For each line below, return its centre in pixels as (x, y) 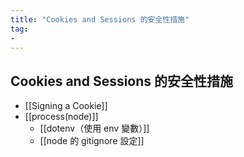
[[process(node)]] (61, 117)
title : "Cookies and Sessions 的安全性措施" (100, 19)
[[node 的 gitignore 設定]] (92, 141)
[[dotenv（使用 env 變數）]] (94, 128)
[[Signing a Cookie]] (66, 106)
